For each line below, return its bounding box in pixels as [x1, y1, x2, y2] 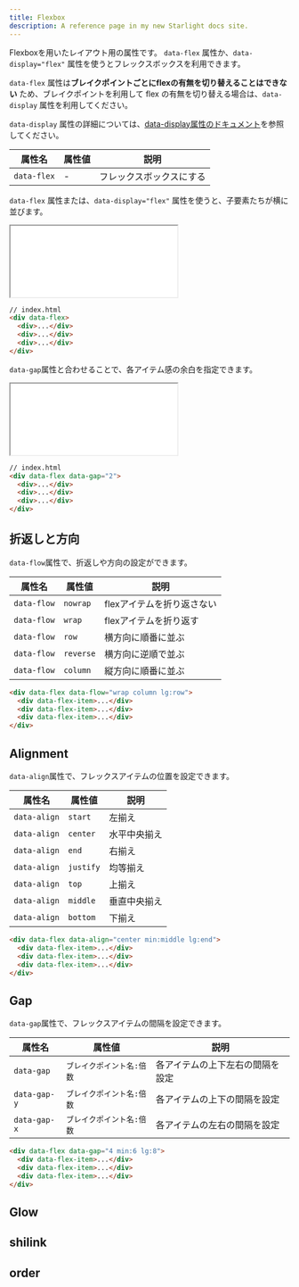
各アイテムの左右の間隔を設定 [155, 1119, 280, 1132]
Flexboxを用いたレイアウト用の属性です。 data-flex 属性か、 [9, 46, 234, 58]
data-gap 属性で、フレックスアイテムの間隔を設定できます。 [9, 1018, 227, 1029]
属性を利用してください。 [39, 99, 133, 110]
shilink [9, 1235, 47, 1250]
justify [68, 862, 101, 872]
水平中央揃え [109, 828, 163, 840]
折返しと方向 [9, 532, 80, 547]
